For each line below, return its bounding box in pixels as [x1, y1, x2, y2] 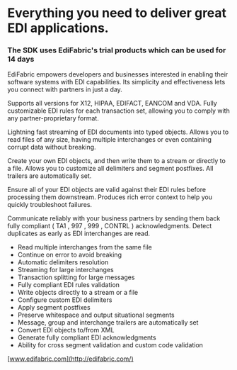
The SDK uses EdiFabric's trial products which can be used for [7, 45, 226, 55]
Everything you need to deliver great [7, 5, 227, 21]
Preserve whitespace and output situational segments [17, 310, 175, 320]
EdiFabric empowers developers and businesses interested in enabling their [7, 70, 229, 79]
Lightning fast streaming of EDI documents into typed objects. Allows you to [7, 128, 229, 136]
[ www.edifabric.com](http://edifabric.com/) [7, 354, 134, 363]
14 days [7, 55, 35, 65]
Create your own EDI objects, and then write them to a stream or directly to [7, 157, 226, 165]
